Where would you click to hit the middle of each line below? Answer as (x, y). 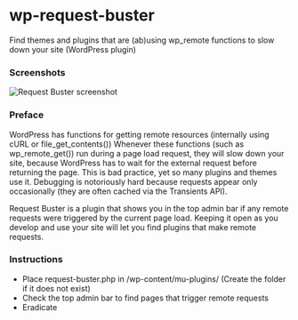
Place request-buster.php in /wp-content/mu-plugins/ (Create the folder (154, 279)
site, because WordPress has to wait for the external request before (133, 163)
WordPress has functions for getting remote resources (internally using (139, 134)
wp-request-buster (82, 16)
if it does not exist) (56, 288)
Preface (27, 115)
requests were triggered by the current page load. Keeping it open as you (144, 218)
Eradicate (40, 307)
